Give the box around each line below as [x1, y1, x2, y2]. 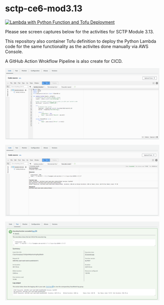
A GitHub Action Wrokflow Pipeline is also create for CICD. [5, 58, 123, 64]
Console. [5, 49, 23, 55]
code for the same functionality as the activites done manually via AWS [5, 43, 149, 49]
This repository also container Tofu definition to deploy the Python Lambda [5, 38, 157, 44]
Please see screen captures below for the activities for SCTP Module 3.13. [5, 28, 154, 34]
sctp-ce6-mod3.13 [5, 3, 83, 14]
